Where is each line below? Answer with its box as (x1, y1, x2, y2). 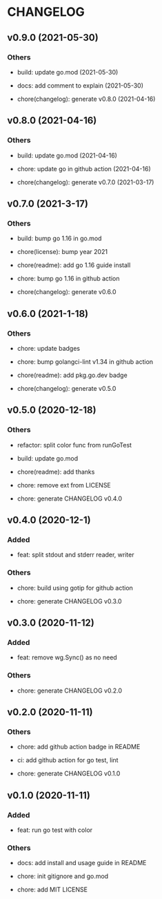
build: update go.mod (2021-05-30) (17, 68, 119, 76)
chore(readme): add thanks (17, 467, 95, 476)
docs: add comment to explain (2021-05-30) (17, 81, 143, 90)
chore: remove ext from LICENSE (17, 481, 112, 489)
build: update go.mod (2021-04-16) (17, 151, 117, 159)
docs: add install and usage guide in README (17, 859, 147, 867)
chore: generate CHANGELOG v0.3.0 (17, 597, 122, 605)
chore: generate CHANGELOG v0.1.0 (17, 769, 121, 777)
